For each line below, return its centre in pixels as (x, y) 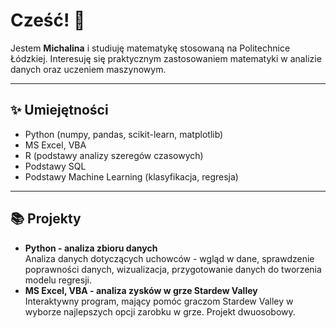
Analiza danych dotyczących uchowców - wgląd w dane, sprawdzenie (169, 258)
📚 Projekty (46, 219)
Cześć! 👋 (48, 20)
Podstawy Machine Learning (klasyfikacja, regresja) (131, 176)
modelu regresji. (58, 280)
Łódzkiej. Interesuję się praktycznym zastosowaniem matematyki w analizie (166, 58)
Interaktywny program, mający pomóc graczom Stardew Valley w (159, 301)
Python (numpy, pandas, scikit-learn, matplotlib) (124, 134)
